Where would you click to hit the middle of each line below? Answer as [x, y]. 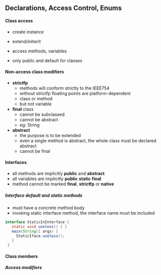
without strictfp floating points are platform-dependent [75, 93]
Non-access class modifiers [34, 72]
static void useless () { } [39, 227]
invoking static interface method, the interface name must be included [83, 213]
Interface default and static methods [44, 195]
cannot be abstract [39, 119]
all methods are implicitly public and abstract [58, 173]
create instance [28, 32]
